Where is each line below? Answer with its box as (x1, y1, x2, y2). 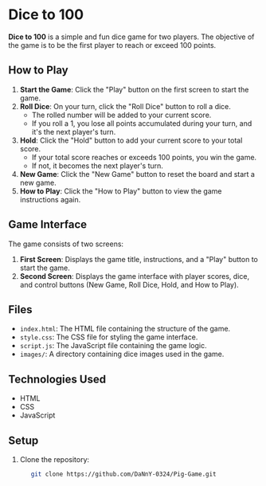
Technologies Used (8, 372, 106, 386)
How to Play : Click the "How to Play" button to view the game (19, 186, 222, 196)
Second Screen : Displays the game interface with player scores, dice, (19, 271, 249, 280)
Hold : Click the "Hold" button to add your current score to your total (19, 135, 243, 145)
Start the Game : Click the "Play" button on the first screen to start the (19, 84, 249, 94)
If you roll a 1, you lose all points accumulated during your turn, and (31, 118, 252, 128)
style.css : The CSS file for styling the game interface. (19, 332, 198, 342)
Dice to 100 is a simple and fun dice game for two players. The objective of (8, 32, 255, 41)
